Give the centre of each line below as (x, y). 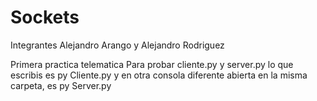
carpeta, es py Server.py (61, 85)
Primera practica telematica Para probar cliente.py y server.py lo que (152, 64)
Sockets (45, 17)
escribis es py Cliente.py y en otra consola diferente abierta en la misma (159, 75)
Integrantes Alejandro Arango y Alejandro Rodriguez (117, 45)
